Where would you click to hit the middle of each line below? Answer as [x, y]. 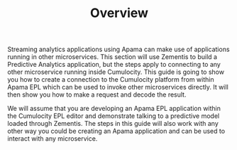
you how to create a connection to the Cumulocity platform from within [111, 80]
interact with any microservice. [53, 139]
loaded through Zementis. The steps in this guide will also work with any [113, 124]
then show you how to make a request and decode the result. [97, 95]
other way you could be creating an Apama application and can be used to [116, 131]
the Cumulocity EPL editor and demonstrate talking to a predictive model [114, 116]
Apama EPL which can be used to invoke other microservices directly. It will [118, 87]
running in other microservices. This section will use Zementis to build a [112, 57]
